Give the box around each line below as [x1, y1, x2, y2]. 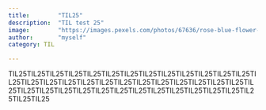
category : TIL [8, 41, 55, 49]
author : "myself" [8, 33, 87, 42]
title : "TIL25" [8, 11, 83, 20]
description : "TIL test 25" [8, 19, 104, 27]
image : [8, 26, 30, 34]
